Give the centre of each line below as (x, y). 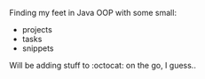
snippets (38, 48)
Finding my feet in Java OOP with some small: (93, 13)
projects (37, 29)
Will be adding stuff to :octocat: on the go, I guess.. (103, 65)
